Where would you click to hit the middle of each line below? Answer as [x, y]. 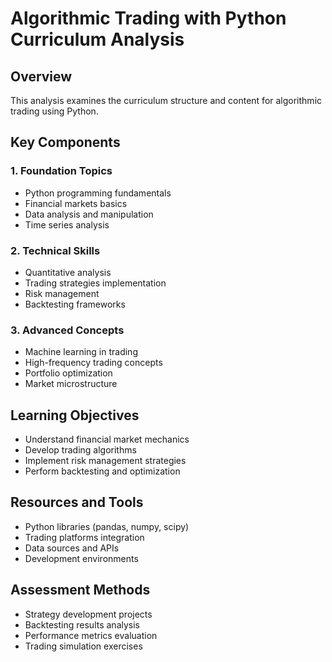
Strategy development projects [88, 614]
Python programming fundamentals [98, 193]
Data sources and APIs [72, 548]
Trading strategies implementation [95, 283]
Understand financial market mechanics [107, 439]
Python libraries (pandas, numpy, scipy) [107, 526]
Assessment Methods [80, 590]
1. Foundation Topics [61, 171]
